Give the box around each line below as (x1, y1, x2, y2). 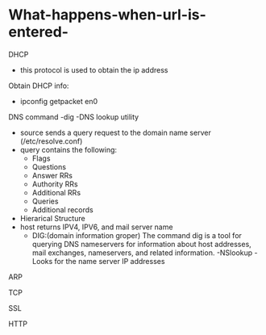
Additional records (31, 204, 94, 215)
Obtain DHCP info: (8, 81, 69, 90)
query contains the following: (19, 144, 118, 154)
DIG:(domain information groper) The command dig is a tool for (31, 230, 242, 240)
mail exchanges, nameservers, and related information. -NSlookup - (31, 248, 258, 258)
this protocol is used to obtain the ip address (19, 65, 168, 74)
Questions (31, 161, 67, 171)
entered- (8, 23, 69, 41)
